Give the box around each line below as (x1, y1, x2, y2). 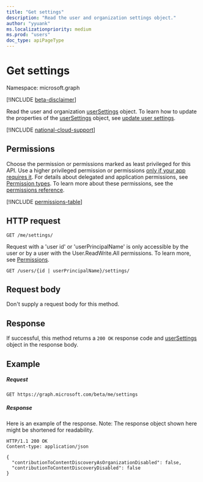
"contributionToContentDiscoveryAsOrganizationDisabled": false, (12, 459, 182, 465)
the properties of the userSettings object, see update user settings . (6, 114, 176, 121)
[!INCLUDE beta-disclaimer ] (6, 96, 76, 103)
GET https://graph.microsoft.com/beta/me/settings (6, 391, 138, 397)
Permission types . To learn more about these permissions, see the (6, 179, 173, 187)
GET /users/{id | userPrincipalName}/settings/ (6, 268, 130, 274)
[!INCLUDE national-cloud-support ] (6, 126, 96, 134)
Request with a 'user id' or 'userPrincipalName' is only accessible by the (6, 243, 188, 250)
